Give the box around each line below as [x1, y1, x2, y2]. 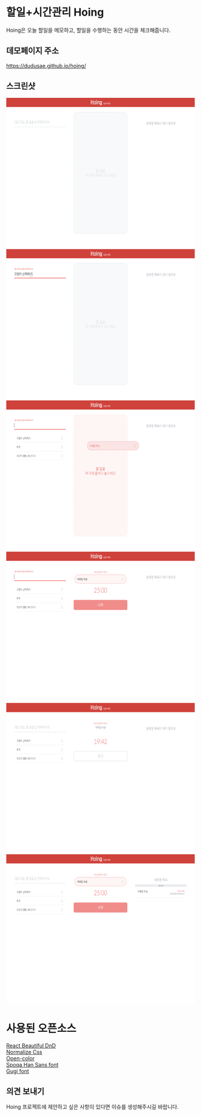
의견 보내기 [6, 1086, 45, 1096]
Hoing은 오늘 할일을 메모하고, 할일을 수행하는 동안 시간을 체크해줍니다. [6, 26, 171, 34]
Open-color [6, 1055, 35, 1062]
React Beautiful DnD [6, 1042, 56, 1049]
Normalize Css [6, 1048, 42, 1055]
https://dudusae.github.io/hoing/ [6, 62, 87, 69]
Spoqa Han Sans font [6, 1061, 59, 1068]
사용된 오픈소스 [6, 1022, 77, 1035]
